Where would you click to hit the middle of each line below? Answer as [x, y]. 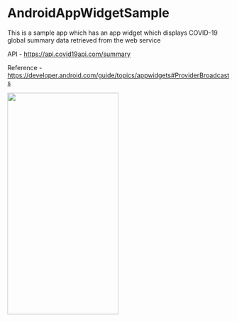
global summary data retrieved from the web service [84, 40]
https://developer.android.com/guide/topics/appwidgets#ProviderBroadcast [118, 75]
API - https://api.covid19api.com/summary [69, 54]
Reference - [25, 67]
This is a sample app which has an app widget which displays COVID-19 [112, 33]
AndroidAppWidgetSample [88, 13]
